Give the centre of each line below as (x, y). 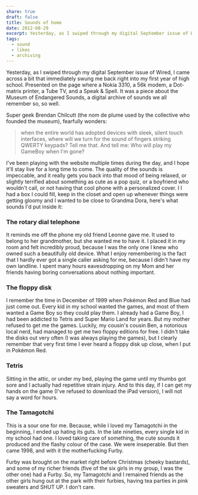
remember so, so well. (33, 103)
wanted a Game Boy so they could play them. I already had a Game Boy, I (95, 313)
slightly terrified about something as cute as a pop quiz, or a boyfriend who (98, 181)
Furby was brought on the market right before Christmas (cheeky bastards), (98, 462)
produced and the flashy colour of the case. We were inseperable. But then (97, 444)
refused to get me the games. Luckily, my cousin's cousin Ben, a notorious (97, 325)
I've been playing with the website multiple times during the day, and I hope (98, 163)
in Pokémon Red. (27, 351)
